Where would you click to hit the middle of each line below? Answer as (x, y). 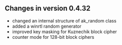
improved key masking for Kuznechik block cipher (65, 31)
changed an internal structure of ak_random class (64, 20)
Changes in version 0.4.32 (48, 8)
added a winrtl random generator (47, 26)
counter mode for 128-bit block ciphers (53, 37)
